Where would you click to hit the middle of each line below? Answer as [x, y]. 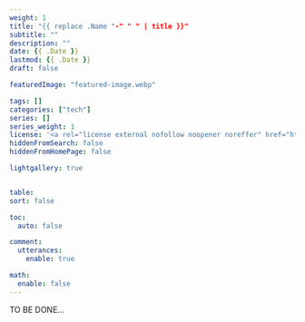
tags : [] [26, 101]
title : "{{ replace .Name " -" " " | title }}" [99, 26]
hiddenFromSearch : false [56, 143]
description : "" [40, 43]
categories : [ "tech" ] [50, 110]
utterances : [40, 250]
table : [22, 192]
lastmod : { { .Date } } [50, 60]
